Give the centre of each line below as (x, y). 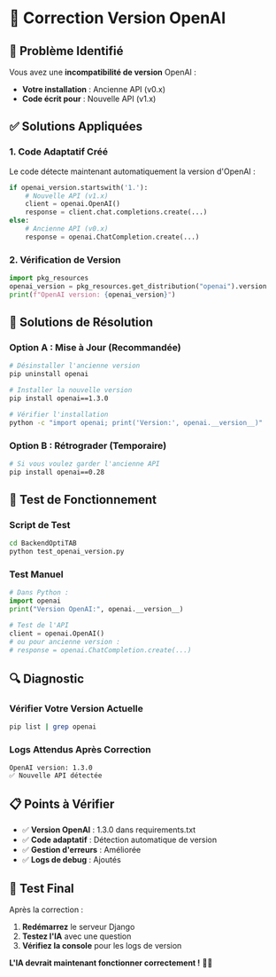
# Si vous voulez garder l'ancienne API (85, 464)
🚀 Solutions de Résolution (81, 323)
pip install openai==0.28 (57, 472)
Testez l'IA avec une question (77, 936)
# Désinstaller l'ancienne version (75, 366)
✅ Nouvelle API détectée (56, 776)
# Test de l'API (39, 626)
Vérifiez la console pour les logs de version (102, 946)
